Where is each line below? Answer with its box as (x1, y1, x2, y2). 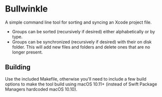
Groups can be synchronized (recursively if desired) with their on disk (12, 39, 152, 44)
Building (5, 63, 31, 71)
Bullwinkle (5, 3, 48, 14)
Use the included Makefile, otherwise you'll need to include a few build (5, 76, 146, 82)
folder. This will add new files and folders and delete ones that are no (12, 44, 150, 50)
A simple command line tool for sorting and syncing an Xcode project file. (5, 19, 152, 25)
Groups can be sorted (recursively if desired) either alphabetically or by (12, 28, 155, 34)
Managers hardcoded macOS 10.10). (5, 86, 78, 92)
